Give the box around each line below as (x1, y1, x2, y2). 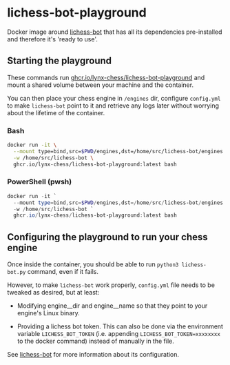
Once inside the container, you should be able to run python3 (7, 260, 179, 268)
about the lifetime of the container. (7, 108, 105, 117)
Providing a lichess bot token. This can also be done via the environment (17, 322, 224, 331)
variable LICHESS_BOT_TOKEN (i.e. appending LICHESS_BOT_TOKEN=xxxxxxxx (17, 330, 220, 338)
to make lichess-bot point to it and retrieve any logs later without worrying (7, 101, 219, 110)
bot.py (7, 269, 26, 276)
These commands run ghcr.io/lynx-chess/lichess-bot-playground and (7, 73, 205, 81)
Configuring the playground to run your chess (7, 231, 208, 243)
